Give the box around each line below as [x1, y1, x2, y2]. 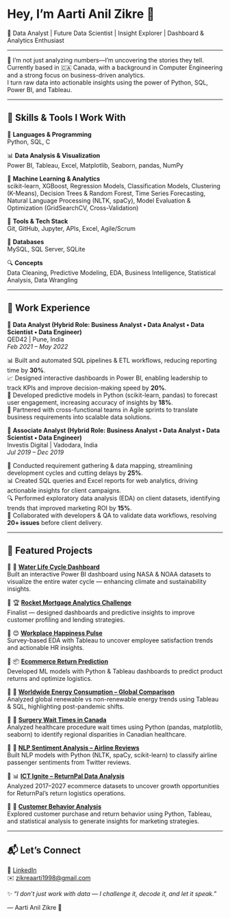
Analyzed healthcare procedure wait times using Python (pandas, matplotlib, [7, 723, 223, 731]
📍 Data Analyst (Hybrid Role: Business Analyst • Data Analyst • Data [7, 320, 205, 328]
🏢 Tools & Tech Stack [7, 216, 68, 225]
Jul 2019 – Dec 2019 [7, 448, 64, 456]
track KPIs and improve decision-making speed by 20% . [7, 383, 166, 392]
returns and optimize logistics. [7, 675, 92, 683]
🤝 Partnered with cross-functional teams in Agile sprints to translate [7, 405, 199, 414]
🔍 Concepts [7, 258, 43, 267]
